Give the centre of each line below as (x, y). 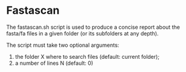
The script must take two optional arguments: (63, 45)
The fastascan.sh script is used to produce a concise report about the (93, 27)
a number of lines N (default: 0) (54, 63)
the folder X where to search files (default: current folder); (87, 56)
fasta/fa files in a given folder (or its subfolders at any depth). (82, 33)
